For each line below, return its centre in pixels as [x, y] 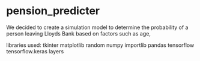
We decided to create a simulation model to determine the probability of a [97, 27]
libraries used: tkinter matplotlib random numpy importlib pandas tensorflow [100, 45]
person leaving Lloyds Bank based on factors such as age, [79, 33]
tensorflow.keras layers [35, 51]
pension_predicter [53, 11]
